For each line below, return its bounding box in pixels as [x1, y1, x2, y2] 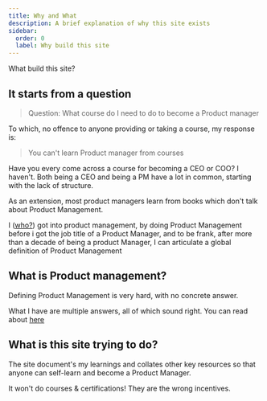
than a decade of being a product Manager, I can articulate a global [8, 237, 232, 247]
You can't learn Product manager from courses [27, 148, 184, 158]
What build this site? [8, 63, 76, 73]
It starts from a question [8, 87, 132, 100]
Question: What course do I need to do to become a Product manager [27, 108, 260, 117]
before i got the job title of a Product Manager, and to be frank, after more [8, 228, 253, 238]
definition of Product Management [8, 246, 122, 256]
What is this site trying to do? [8, 338, 158, 352]
